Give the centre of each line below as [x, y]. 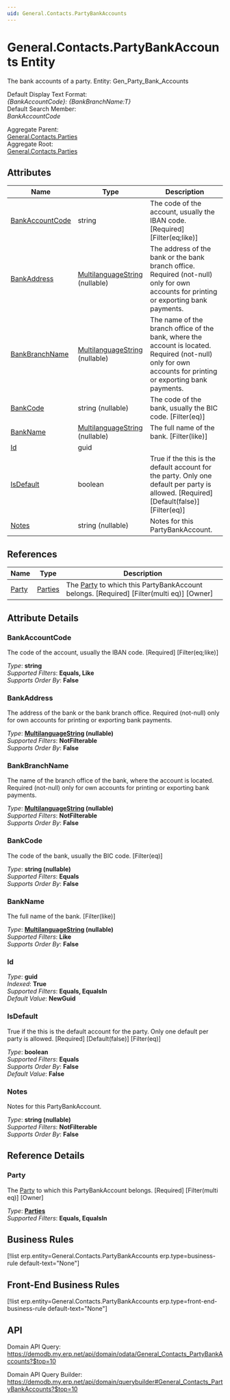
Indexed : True [27, 984]
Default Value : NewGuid [41, 998]
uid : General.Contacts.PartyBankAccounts [67, 13]
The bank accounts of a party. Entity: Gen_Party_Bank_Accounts [98, 81]
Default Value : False [36, 1074]
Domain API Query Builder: [45, 1375]
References [32, 554]
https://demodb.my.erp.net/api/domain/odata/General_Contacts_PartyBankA [115, 1354]
